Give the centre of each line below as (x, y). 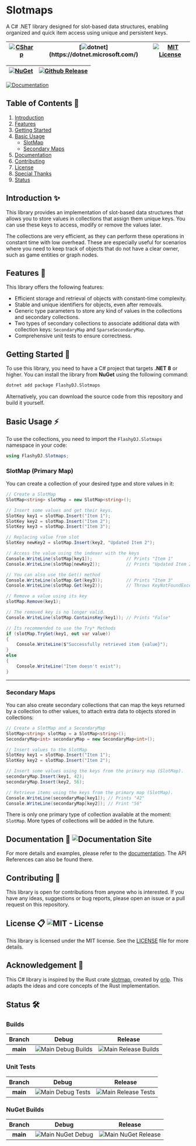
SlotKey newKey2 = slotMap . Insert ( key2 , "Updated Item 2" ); (81, 543)
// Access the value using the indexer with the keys (73, 553)
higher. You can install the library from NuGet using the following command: (97, 375)
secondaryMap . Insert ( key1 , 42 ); (45, 776)
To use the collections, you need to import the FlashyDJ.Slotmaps (84, 439)
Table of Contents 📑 (43, 103)
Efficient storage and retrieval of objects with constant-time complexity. (100, 299)
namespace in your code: (36, 445)
